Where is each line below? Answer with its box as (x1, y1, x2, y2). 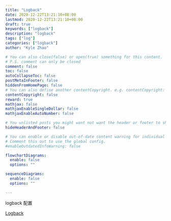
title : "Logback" (5, 7, 42, 13)
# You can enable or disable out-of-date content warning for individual (5, 134, 165, 139)
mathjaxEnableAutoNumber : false (5, 111, 74, 116)
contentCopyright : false (5, 92, 58, 97)
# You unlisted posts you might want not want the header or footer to (5, 120, 160, 125)
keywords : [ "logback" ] (5, 26, 53, 31)
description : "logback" (5, 31, 56, 36)
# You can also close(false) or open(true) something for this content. (5, 54, 163, 59)
